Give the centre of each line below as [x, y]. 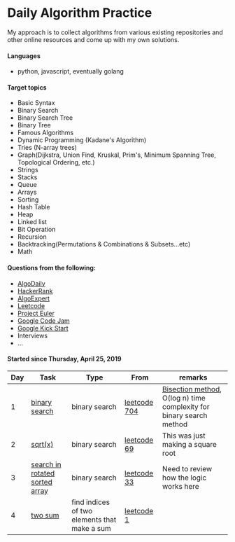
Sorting [28, 200]
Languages [24, 56]
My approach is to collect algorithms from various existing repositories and [115, 32]
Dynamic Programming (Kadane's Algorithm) [82, 140]
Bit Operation [36, 230]
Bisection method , [192, 389]
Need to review [187, 468]
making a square [189, 444]
